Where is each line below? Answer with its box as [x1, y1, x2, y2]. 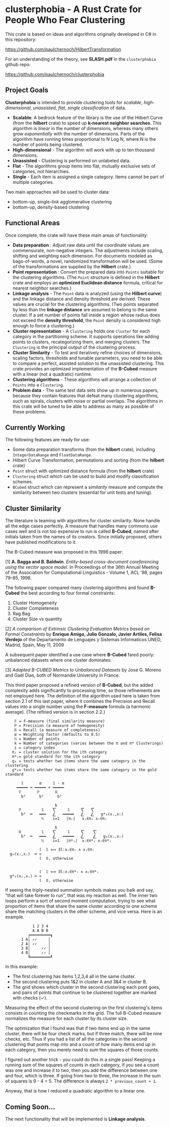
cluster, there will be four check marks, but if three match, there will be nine [5, 1031, 162, 1037]
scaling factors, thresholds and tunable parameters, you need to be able [12, 355, 163, 361]
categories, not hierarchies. [12, 168, 70, 174]
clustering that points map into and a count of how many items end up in [5, 1041, 156, 1048]
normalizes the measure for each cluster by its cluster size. [5, 1016, 128, 1022]
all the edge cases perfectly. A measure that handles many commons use [5, 523, 158, 529]
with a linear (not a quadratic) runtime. [12, 371, 92, 377]
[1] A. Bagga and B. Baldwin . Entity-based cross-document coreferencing [5, 559, 159, 565]
